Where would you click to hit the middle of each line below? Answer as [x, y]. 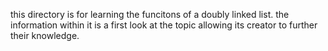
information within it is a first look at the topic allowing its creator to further [164, 25]
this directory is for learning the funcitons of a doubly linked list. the [150, 14]
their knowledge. [45, 35]
